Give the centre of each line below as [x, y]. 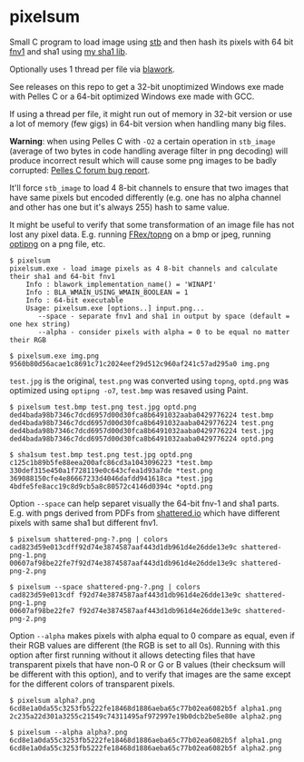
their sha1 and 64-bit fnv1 [63, 276]
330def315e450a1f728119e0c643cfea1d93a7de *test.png [111, 470]
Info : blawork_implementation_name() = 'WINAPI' [122, 284]
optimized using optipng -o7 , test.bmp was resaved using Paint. [129, 390]
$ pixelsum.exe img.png [54, 356]
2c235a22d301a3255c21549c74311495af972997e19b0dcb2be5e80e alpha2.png [146, 716]
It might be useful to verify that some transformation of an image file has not [152, 224]
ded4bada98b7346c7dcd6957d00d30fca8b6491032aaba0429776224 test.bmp [142, 415]
